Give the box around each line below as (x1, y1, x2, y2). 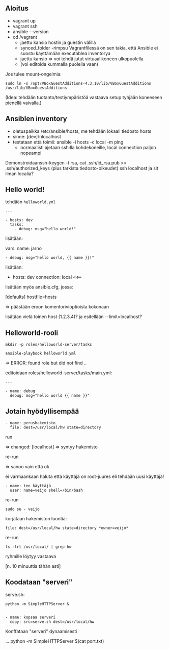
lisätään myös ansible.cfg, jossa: (5, 284, 73, 290)
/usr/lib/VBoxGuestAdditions (5, 85, 67, 90)
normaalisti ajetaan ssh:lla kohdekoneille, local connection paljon (20, 144, 156, 150)
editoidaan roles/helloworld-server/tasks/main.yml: (5, 370, 112, 376)
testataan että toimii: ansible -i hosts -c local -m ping (12, 139, 124, 145)
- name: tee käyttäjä (5, 484, 51, 489)
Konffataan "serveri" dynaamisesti (5, 628, 77, 634)
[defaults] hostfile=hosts (5, 294, 57, 300)
